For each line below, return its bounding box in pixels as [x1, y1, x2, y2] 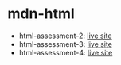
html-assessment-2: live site [18, 31, 112, 40]
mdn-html [7, 5, 75, 23]
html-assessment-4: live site [18, 48, 113, 57]
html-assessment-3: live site [18, 39, 113, 48]
